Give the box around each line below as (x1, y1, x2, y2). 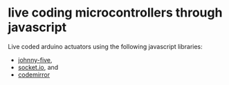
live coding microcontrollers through (8, 5, 223, 21)
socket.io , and (17, 63, 59, 71)
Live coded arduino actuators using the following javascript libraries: (8, 42, 203, 50)
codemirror (17, 70, 51, 79)
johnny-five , (17, 55, 53, 64)
